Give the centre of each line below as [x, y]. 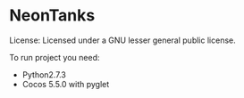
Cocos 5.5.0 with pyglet [66, 84]
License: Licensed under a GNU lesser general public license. [122, 40]
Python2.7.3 [44, 74]
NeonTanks [52, 16]
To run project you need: [55, 57]
